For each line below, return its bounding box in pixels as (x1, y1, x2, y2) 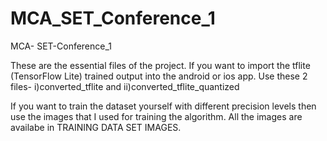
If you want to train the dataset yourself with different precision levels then (10, 100, 317, 112)
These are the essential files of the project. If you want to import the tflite (10, 59, 311, 71)
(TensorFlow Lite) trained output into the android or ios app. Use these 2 (10, 70, 308, 82)
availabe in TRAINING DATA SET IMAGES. (10, 121, 182, 133)
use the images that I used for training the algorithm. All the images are (10, 110, 303, 122)
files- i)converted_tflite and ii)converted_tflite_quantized (10, 80, 240, 92)
